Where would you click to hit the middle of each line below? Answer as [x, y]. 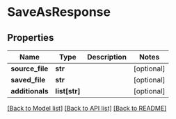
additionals [30, 91]
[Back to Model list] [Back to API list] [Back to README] [87, 108]
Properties [31, 38]
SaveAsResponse [59, 12]
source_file [30, 68]
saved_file [28, 80]
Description [107, 57]
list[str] [68, 91]
